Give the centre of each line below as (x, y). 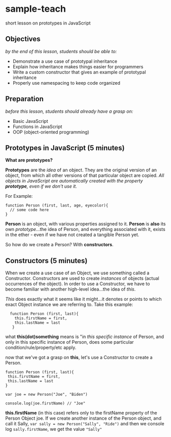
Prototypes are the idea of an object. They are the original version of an (81, 170)
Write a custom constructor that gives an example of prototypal (79, 72)
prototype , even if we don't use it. (41, 186)
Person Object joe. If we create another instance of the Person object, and (83, 418)
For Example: (19, 196)
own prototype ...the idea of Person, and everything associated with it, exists (86, 229)
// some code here (30, 210)
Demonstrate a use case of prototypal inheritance (65, 61)
